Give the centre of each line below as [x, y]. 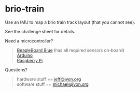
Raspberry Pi [30, 60]
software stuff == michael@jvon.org [53, 84]
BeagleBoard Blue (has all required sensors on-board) [70, 50]
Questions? [16, 70]
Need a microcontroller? [29, 41]
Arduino [25, 55]
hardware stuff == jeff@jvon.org [49, 79]
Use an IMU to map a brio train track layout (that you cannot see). [70, 22]
